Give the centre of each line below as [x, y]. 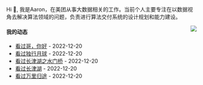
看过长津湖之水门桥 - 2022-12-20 [56, 61]
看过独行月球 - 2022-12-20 [49, 54]
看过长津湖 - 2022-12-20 [46, 69]
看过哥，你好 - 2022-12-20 [49, 46]
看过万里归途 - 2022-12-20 [49, 76]
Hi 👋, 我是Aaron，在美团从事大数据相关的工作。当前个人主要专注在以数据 [97, 9]
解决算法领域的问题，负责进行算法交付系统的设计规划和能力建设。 [99, 17]
